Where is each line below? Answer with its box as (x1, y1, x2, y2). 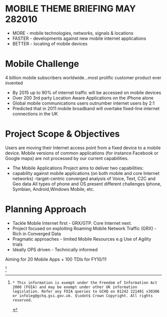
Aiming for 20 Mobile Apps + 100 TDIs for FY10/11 (5, 256, 107, 262)
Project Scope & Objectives (5, 128, 120, 140)
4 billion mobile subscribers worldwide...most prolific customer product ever (5, 74, 162, 80)
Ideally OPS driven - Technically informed (12, 246, 98, 252)
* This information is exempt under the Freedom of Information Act (12, 280, 158, 285)
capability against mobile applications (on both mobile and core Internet (12, 170, 160, 176)
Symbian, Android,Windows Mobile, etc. (12, 186, 95, 192)
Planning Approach (5, 204, 86, 215)
